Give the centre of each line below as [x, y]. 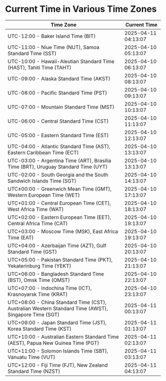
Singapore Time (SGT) [34, 314]
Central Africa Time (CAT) [38, 223]
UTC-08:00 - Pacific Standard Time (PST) [57, 93]
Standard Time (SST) [32, 53]
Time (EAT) [21, 238]
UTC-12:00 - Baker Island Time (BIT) [52, 36]
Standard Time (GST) [32, 251]
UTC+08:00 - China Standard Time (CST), [57, 302]
